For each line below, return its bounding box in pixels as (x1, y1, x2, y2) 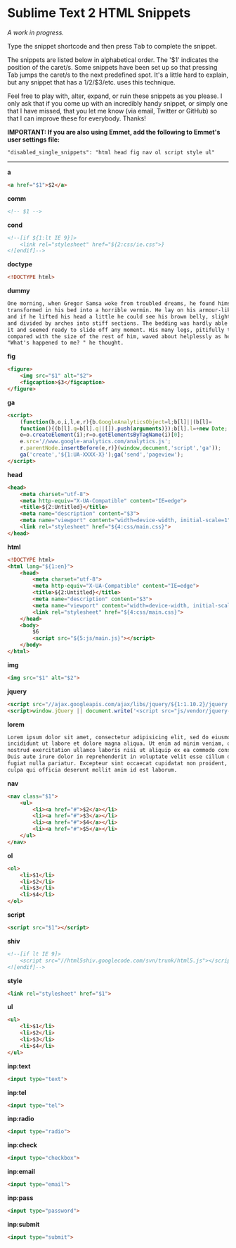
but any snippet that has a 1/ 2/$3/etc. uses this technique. (7, 78, 176, 86)
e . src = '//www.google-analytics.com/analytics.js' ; (20, 438, 171, 445)
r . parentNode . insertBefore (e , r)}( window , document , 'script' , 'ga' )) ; (20, 445, 221, 452)
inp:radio (7, 1115, 34, 1123)
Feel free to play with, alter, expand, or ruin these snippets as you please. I (7, 92, 223, 100)
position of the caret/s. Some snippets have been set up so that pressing (7, 63, 218, 71)
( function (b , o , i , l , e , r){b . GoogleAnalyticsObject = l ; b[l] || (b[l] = (20, 418, 212, 426)
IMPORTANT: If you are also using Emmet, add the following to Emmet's (7, 128, 221, 136)
